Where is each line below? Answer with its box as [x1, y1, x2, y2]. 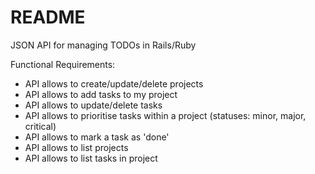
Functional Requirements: [10, 58, 116, 70]
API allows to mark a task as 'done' [24, 131, 170, 143]
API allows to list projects [24, 141, 129, 153]
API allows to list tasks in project [24, 152, 158, 164]
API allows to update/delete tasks [24, 99, 163, 111]
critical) [24, 120, 57, 132]
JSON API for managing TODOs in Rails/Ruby [10, 39, 197, 51]
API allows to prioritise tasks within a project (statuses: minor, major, [24, 109, 307, 121]
